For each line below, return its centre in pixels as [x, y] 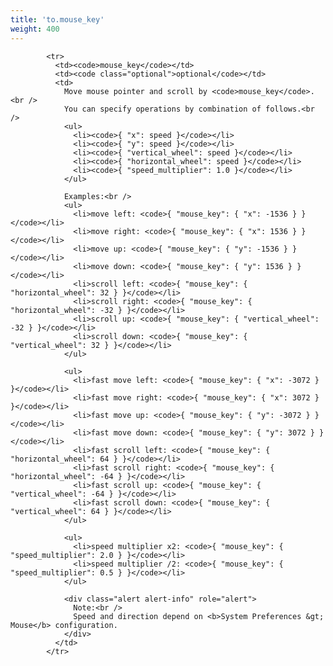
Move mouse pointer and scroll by [135, 91]
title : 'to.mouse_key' [57, 19]
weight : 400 [35, 29]
